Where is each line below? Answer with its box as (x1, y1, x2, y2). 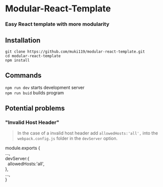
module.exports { (5, 145, 41, 151)
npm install (5, 58, 30, 62)
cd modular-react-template (5, 53, 61, 59)
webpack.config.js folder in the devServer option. (17, 135, 118, 141)
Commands (5, 71, 42, 80)
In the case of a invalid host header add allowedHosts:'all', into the (17, 130, 159, 136)
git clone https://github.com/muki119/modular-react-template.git (5, 49, 145, 54)
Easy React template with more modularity (5, 21, 109, 28)
